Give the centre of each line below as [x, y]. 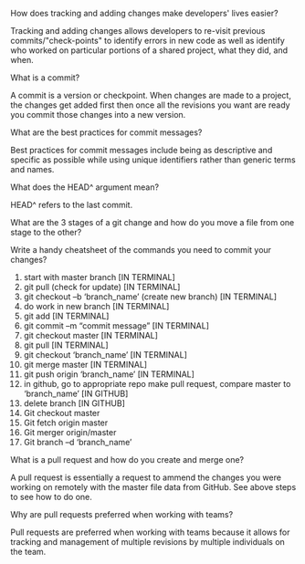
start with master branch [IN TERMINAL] [100, 277]
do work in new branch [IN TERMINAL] [96, 306]
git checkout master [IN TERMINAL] [91, 335]
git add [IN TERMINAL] [66, 316]
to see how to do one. [51, 497]
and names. [32, 169]
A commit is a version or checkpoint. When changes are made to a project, [151, 95]
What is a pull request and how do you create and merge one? [127, 460]
